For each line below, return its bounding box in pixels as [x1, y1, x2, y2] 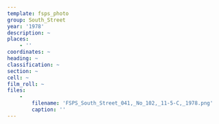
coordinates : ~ [7, 49, 51, 56]
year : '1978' [7, 23, 45, 30]
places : [7, 36, 30, 43]
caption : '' [32, 106, 67, 113]
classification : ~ [7, 61, 60, 68]
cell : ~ [7, 74, 30, 81]
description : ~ [7, 29, 51, 37]
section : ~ [7, 68, 38, 74]
